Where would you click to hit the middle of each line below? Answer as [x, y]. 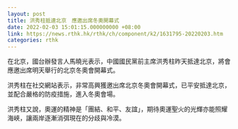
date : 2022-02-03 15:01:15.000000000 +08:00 [74, 27]
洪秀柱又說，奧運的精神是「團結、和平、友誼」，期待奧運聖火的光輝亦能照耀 [118, 109]
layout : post [27, 14]
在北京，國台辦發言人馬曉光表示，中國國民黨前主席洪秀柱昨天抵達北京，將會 [119, 62]
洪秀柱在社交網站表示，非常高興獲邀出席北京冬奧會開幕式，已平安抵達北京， [119, 85]
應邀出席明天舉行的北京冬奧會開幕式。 [63, 70]
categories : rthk [33, 40]
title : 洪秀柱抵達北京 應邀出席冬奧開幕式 [63, 21]
